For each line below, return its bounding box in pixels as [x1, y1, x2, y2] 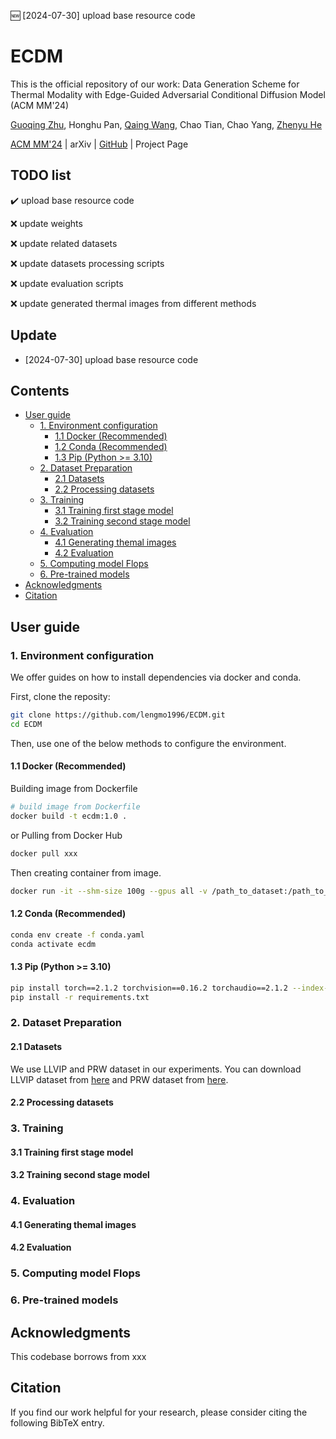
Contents [10, 382, 70, 399]
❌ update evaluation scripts [10, 277, 124, 289]
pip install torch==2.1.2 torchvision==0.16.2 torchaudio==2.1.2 [10, 983, 288, 993]
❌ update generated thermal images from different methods [10, 297, 257, 309]
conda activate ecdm [10, 939, 97, 949]
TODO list [10, 167, 72, 184]
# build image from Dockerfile [10, 802, 141, 812]
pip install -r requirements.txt [10, 992, 150, 1002]
